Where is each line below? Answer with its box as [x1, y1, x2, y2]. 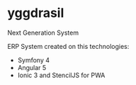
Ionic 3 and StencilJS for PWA [17, 71, 106, 79]
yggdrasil [7, 5, 64, 21]
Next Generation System [7, 28, 79, 37]
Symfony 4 [17, 55, 50, 64]
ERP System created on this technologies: [7, 42, 130, 50]
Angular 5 [17, 63, 47, 72]
